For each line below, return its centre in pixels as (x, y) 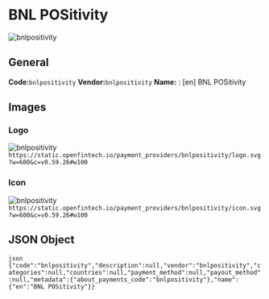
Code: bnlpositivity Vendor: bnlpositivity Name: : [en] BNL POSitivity (127, 81)
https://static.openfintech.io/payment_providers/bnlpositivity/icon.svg (135, 208)
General (29, 62)
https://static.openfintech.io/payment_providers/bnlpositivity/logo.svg (135, 156)
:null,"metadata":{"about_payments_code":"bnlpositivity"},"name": (124, 280)
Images (27, 108)
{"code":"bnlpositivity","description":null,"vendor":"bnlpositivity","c (135, 265)
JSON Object (41, 240)
